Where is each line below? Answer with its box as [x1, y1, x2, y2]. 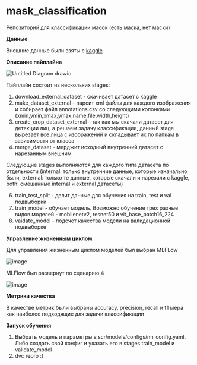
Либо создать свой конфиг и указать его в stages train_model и [14, 339, 175, 347]
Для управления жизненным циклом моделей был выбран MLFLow [6, 246, 178, 253]
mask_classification [6, 4, 107, 18]
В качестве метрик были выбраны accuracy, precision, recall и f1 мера [6, 304, 184, 311]
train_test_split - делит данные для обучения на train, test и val [14, 191, 172, 199]
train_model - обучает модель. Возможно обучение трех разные [14, 204, 179, 212]
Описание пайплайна [6, 58, 62, 65]
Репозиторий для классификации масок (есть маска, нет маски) [6, 24, 170, 31]
